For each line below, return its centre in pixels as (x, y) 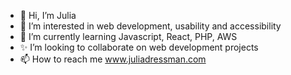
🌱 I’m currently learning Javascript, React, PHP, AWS (128, 36)
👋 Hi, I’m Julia (48, 15)
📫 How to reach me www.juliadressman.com (113, 59)
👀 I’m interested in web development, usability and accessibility (150, 26)
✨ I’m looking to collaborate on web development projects (139, 47)
